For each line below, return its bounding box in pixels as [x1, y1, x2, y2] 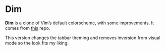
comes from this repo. [5, 25, 51, 31]
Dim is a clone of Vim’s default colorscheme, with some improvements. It [5, 20, 154, 26]
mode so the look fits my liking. [5, 40, 69, 46]
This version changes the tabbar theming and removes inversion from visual [5, 35, 161, 41]
